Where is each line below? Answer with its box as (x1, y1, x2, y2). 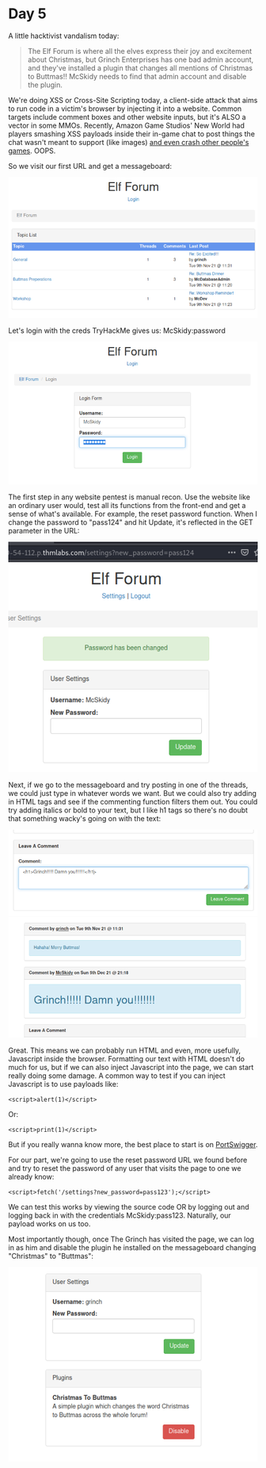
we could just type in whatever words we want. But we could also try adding (8, 789, 257, 798)
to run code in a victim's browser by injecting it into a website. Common (8, 104, 242, 113)
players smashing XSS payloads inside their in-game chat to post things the (8, 128, 256, 139)
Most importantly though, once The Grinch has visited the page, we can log (8, 1234, 255, 1244)
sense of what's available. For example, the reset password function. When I (8, 509, 257, 519)
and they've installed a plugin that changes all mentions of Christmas (27, 63, 253, 72)
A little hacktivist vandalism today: (8, 31, 120, 40)
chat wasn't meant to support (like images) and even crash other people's (8, 137, 249, 147)
